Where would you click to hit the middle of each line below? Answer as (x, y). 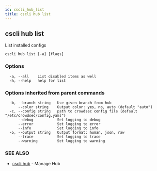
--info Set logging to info (58, 128)
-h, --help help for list (38, 80)
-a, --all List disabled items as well (53, 76)
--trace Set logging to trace (59, 137)
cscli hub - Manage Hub (36, 164)
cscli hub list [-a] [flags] (34, 54)
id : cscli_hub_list (25, 9)
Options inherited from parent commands (55, 93)
